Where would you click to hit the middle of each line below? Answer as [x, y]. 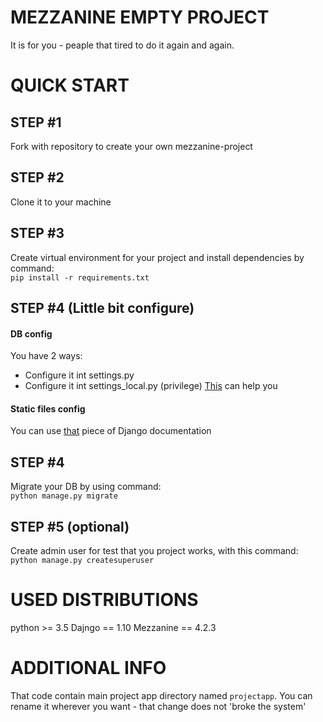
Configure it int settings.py [79, 375]
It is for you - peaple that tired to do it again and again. [122, 45]
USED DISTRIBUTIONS [104, 600]
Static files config [48, 408]
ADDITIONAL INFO [88, 668]
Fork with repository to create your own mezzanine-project [131, 146]
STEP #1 [36, 122]
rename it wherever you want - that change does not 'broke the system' [158, 706]
